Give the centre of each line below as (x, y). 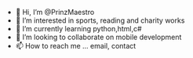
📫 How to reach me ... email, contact (76, 46)
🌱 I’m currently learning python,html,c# (79, 29)
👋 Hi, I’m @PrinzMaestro (55, 12)
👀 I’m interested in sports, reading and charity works (100, 20)
